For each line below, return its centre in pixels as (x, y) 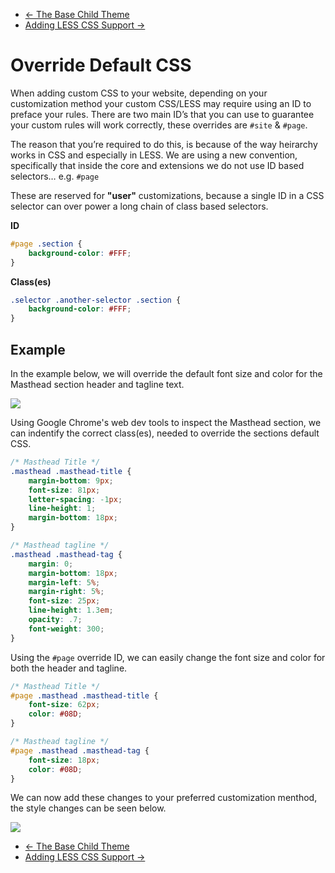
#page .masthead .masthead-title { (84, 695)
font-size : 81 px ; (64, 490)
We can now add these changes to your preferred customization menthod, (164, 798)
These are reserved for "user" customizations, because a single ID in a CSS (167, 195)
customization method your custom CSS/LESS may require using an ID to (161, 103)
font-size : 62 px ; (64, 705)
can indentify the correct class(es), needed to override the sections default (165, 433)
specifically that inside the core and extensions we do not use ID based (157, 165)
